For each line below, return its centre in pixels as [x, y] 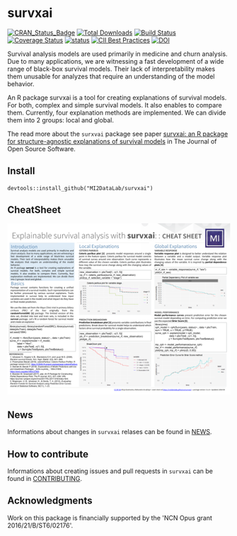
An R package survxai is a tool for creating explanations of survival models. [117, 98]
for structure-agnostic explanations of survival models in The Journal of [112, 141]
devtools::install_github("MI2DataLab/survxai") [80, 188]
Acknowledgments [50, 501]
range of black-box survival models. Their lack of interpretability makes [111, 69]
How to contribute [48, 454]
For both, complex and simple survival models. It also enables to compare [115, 105]
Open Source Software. [41, 148]
